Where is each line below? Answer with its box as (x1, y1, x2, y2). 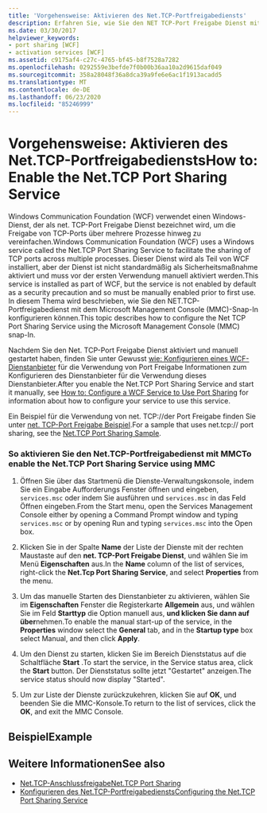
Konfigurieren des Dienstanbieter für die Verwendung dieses (8, 371, 207, 380)
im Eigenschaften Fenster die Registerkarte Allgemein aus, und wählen (19, 600, 255, 609)
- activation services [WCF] (8, 49, 105, 56)
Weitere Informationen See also (8, 757, 165, 771)
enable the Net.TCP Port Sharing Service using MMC (8, 458, 216, 469)
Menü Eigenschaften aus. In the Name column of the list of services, (19, 559, 245, 569)
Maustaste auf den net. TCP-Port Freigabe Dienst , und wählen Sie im (19, 550, 249, 561)
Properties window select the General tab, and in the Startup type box (19, 625, 253, 635)
